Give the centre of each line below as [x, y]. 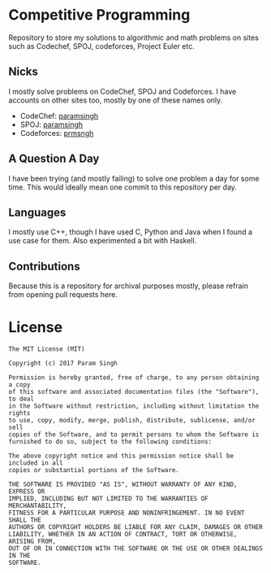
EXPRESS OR [27, 492]
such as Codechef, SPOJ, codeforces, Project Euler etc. [101, 46]
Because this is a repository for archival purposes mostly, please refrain [129, 286]
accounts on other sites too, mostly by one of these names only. [116, 100]
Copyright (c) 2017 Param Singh [63, 364]
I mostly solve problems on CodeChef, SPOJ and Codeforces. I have [123, 91]
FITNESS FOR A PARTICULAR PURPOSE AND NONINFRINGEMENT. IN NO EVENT [127, 513]
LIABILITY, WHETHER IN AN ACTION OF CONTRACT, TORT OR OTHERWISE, [123, 535]
